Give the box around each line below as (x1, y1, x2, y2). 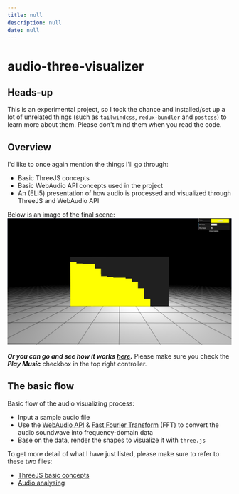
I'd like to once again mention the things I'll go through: (7, 160, 169, 169)
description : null (7, 19, 62, 26)
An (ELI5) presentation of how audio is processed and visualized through (17, 189, 231, 197)
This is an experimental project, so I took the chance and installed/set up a (7, 106, 225, 114)
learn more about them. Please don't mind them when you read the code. (7, 120, 222, 129)
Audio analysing (17, 478, 65, 487)
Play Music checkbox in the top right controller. (7, 359, 147, 368)
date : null (7, 26, 40, 34)
